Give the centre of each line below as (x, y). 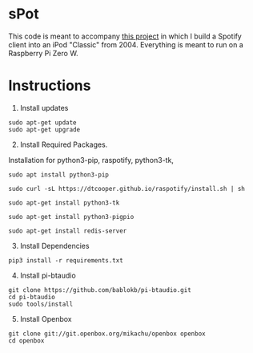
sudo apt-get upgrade (44, 129)
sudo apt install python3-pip (59, 174)
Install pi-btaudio (48, 275)
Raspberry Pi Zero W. (43, 53)
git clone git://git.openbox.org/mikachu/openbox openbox (107, 334)
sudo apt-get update (43, 122)
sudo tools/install (41, 304)
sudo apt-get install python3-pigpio (71, 217)
